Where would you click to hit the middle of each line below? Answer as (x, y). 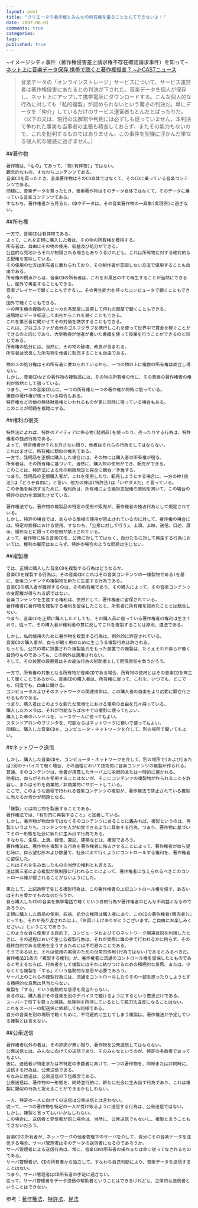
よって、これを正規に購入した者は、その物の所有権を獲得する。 (72, 240)
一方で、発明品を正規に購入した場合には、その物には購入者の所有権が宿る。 (85, 458)
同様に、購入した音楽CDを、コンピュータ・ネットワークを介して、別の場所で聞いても (94, 729)
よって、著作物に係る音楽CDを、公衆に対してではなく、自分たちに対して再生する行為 (94, 538)
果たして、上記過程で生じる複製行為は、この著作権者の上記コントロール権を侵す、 (92, 889)
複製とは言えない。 (30, 1021)
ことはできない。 (32, 1187)
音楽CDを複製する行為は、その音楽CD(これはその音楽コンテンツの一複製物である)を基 (95, 574)
